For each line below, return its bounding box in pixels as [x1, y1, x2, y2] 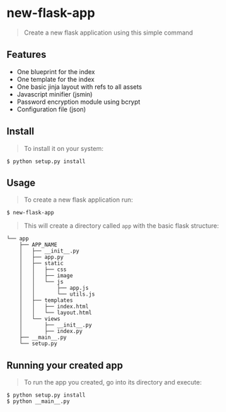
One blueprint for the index [16, 67, 96, 75]
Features [6, 49, 46, 61]
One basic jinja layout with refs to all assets [16, 83, 142, 91]
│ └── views [19, 315, 61, 322]
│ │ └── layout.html [19, 309, 92, 317]
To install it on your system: [23, 144, 103, 152]
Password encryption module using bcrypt [16, 97, 141, 106]
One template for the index [16, 75, 95, 83]
